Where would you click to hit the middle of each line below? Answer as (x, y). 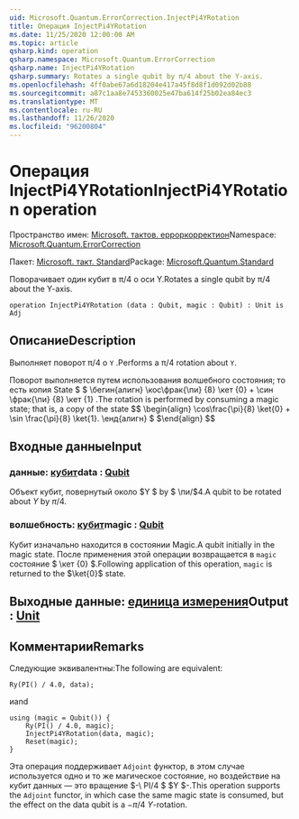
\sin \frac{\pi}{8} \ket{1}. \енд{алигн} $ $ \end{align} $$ (113, 418)
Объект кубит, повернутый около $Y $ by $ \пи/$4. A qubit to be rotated (145, 492)
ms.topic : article (44, 43)
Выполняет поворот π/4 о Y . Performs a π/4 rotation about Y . (123, 363)
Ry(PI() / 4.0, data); (52, 685)
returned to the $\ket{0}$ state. (68, 573)
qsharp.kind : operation (54, 51)
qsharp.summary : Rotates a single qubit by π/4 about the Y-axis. (136, 77)
